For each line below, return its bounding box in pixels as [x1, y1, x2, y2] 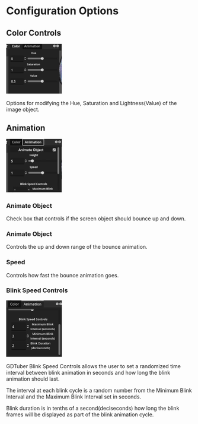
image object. [6, 106, 40, 113]
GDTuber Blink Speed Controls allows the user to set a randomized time [6, 362, 181, 369]
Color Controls [6, 28, 62, 38]
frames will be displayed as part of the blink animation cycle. [6, 411, 154, 418]
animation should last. [6, 375, 60, 382]
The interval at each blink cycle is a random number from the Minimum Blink [6, 387, 192, 394]
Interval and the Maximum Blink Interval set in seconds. [6, 393, 141, 400]
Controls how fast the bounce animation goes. [6, 271, 119, 279]
